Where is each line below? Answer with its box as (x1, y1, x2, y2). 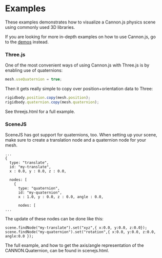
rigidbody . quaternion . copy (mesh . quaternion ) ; (5, 100, 99, 105)
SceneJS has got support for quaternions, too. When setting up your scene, (5, 132, 158, 138)
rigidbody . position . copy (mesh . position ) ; (5, 95, 91, 100)
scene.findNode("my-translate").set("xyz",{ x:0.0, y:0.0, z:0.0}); (5, 225, 147, 230)
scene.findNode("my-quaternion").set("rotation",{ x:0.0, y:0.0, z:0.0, (5, 230, 156, 235)
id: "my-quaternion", (18, 190, 62, 195)
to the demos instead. (5, 39, 49, 44)
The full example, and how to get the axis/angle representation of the (5, 242, 144, 248)
